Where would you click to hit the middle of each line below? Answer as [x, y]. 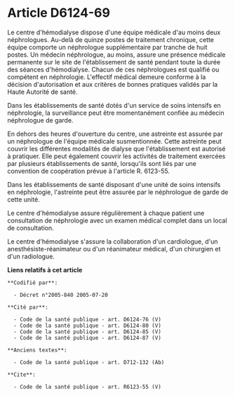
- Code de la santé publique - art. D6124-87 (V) [87, 337]
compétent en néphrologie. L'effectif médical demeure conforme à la [107, 77]
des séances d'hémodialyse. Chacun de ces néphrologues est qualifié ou [113, 69]
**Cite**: [22, 375]
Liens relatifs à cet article [45, 270]
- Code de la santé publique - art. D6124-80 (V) [87, 326]
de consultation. [31, 228]
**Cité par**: [28, 307]
